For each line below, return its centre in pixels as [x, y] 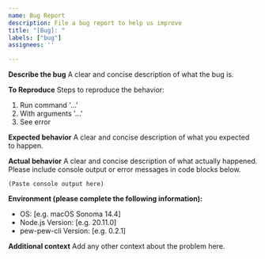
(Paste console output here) [56, 184]
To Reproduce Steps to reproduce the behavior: [86, 90]
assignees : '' [32, 45]
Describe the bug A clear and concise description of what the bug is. [121, 74]
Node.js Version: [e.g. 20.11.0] [68, 223]
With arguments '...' [51, 114]
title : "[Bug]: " [37, 30]
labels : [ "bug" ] [35, 38]
